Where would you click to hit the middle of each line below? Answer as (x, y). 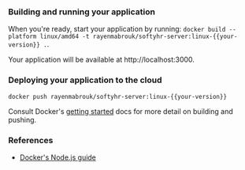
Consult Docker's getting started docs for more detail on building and (121, 111)
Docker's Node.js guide (58, 157)
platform (22, 37)
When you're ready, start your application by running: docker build (117, 29)
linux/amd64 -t (65, 37)
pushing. (22, 119)
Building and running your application (82, 12)
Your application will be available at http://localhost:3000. (102, 60)
